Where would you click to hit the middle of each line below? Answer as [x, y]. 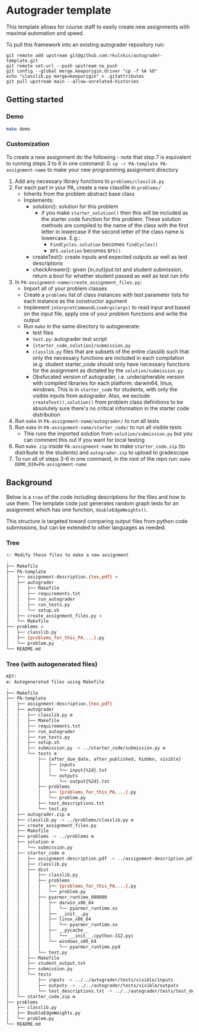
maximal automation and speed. [45, 33]
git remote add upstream [37, 55]
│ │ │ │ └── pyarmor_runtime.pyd [63, 947]
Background [29, 482]
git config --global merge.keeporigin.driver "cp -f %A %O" [82, 71]
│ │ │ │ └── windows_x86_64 [51, 941]
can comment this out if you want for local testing [84, 439]
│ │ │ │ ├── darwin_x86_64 [50, 903]
